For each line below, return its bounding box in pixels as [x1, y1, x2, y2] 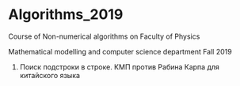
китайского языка [19, 70, 81, 80]
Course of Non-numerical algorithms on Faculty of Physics [8, 32, 200, 41]
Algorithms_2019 [8, 6, 124, 24]
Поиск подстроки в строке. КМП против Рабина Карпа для [19, 62, 220, 72]
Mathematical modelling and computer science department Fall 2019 [8, 47, 232, 56]
